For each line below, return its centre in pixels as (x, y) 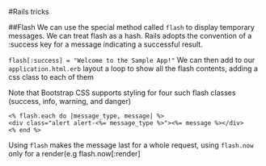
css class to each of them (51, 77)
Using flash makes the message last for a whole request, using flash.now (131, 145)
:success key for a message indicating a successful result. (106, 44)
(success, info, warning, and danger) (70, 101)
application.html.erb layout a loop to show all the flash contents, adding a (133, 68)
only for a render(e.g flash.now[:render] (74, 154)
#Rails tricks (29, 12)
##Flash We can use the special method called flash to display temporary (131, 27)
